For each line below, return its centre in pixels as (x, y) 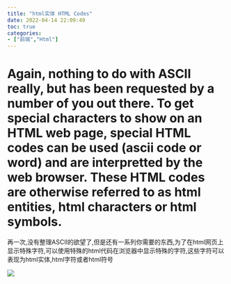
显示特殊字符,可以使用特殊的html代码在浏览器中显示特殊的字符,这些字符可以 (116, 251)
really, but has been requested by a (111, 89)
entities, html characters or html (102, 207)
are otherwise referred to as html (104, 192)
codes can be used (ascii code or (104, 148)
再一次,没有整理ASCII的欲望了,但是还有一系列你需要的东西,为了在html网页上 (115, 242)
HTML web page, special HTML (99, 133)
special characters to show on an (105, 118)
